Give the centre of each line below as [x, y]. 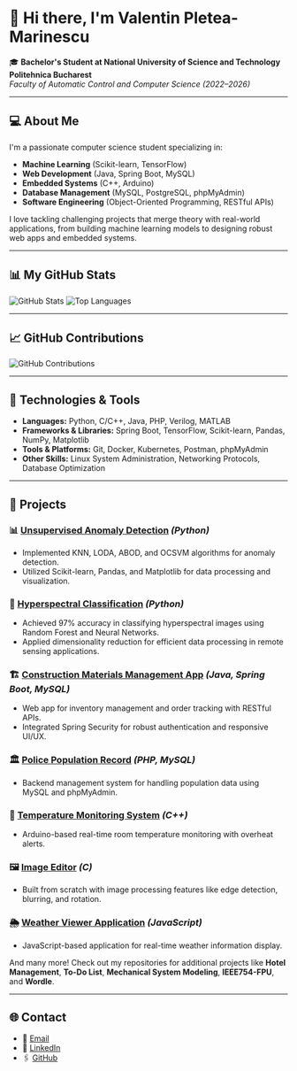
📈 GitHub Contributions [76, 338]
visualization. [46, 581]
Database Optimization [64, 468]
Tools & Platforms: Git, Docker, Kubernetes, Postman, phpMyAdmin [145, 450]
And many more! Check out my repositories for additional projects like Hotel [148, 962]
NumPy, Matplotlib [56, 440]
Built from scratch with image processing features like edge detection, [150, 890]
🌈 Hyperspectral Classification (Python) [96, 604]
